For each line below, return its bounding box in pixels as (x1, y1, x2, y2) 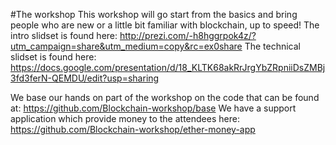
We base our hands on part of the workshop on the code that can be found (10, 92, 320, 103)
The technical (244, 40, 301, 52)
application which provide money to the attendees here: (10, 113, 240, 124)
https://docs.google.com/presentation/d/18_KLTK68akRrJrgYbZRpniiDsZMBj (10, 62, 326, 73)
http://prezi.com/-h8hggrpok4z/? (119, 30, 257, 41)
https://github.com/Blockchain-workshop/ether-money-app (10, 124, 256, 135)
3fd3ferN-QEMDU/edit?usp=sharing (10, 72, 160, 84)
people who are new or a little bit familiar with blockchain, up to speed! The (10, 19, 320, 31)
